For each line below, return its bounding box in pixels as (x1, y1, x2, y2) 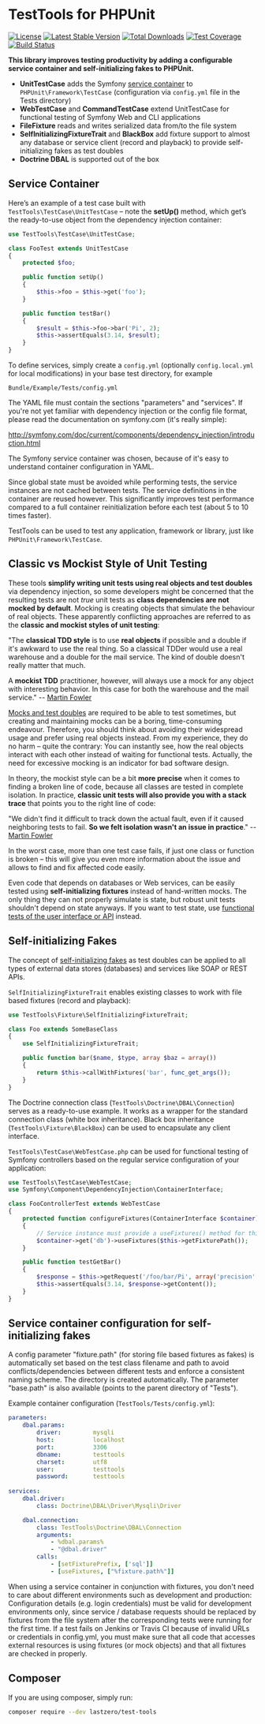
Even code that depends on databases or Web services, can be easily (8, 878, 235, 887)
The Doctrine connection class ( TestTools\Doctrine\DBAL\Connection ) (8, 1098, 235, 1107)
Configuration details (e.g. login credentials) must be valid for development (8, 1599, 252, 1608)
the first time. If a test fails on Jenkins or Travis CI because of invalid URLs (8, 1623, 250, 1633)
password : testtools (36, 1472, 125, 1480)
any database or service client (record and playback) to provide (19, 137, 227, 147)
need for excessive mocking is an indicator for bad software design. (8, 758, 230, 767)
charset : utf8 (36, 1457, 108, 1466)
